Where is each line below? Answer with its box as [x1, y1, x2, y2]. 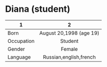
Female [61, 45, 78, 52]
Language [7, 53, 31, 60]
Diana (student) [5, 3, 71, 15]
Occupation [7, 37, 35, 44]
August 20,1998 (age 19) [39, 30, 100, 36]
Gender [7, 45, 25, 52]
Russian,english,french [42, 53, 96, 60]
